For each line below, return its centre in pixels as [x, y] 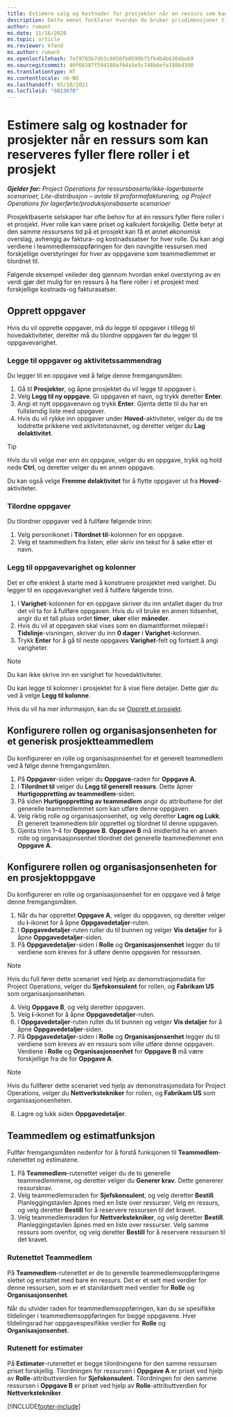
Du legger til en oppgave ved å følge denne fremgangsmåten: [95, 376]
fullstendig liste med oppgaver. [61, 411]
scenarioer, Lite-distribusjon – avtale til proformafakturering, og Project [109, 196]
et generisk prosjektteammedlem [80, 742]
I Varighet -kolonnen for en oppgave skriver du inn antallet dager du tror [120, 603]
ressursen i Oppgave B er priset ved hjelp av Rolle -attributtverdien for [107, 1385]
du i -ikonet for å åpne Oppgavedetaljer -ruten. [84, 922]
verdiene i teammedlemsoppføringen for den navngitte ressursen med [107, 246]
